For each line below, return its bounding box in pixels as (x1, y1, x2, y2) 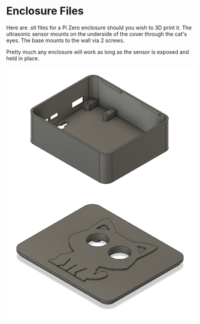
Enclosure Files (6, 4, 84, 18)
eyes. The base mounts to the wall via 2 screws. (6, 37, 125, 44)
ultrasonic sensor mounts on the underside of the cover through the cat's (6, 30, 187, 37)
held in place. (6, 54, 40, 62)
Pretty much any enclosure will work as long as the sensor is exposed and (6, 48, 189, 55)
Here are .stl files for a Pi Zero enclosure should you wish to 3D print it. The (6, 24, 192, 31)
